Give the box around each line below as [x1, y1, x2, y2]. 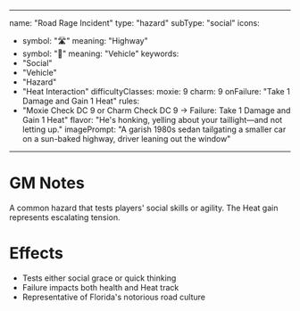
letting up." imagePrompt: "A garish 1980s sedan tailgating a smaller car [21, 124, 287, 135]
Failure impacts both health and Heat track [21, 282, 179, 292]
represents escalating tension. [9, 211, 121, 223]
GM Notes [9, 173, 85, 193]
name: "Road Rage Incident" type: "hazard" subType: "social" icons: [9, 18, 261, 28]
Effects [9, 243, 64, 264]
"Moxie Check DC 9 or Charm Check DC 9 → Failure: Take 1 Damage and [21, 105, 291, 116]
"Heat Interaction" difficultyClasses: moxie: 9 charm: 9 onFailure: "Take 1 [21, 86, 290, 96]
